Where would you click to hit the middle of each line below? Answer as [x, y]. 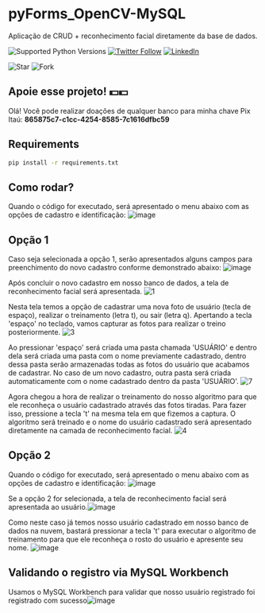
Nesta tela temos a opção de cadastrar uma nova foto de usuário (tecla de [130, 307]
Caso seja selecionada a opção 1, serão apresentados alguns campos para [130, 259]
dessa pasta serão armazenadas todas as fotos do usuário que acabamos [129, 365]
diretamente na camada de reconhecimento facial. [90, 431]
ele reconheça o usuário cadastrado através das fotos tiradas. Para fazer [127, 405]
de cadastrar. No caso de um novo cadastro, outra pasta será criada [120, 373]
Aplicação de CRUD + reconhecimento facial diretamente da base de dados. [133, 36]
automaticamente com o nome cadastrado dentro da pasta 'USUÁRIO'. [124, 382]
